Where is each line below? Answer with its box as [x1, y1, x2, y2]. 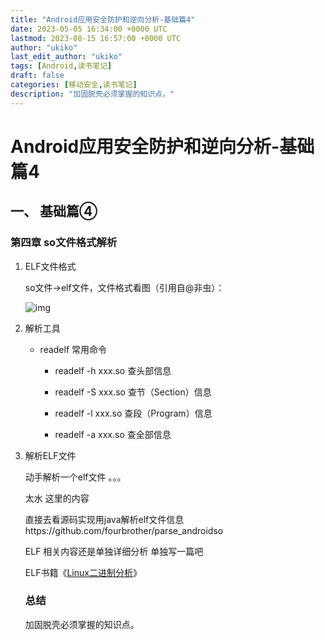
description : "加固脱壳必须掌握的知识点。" [10, 89, 175, 99]
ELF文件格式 [24, 260, 77, 272]
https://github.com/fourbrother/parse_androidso [24, 524, 224, 536]
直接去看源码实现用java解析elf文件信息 [24, 513, 185, 525]
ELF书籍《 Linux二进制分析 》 [24, 566, 142, 578]
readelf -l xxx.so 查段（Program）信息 [54, 407, 213, 419]
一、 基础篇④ [10, 203, 98, 220]
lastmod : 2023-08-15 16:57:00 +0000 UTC [10, 33, 182, 43]
